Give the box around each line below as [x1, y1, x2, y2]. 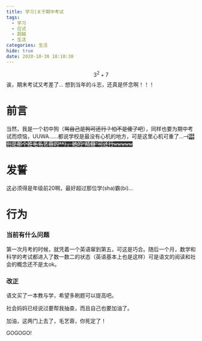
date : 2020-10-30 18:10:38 [6, 53, 74, 59]
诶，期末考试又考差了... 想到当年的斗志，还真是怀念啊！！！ [6, 81, 155, 88]
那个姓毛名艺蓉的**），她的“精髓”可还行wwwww [16, 141, 133, 148]
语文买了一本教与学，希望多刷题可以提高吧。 [6, 292, 117, 299]
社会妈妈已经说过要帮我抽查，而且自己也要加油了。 [6, 304, 133, 312]
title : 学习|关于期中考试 [6, 8, 64, 15]
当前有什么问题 [6, 231, 50, 239]
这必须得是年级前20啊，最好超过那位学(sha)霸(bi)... [6, 184, 133, 192]
